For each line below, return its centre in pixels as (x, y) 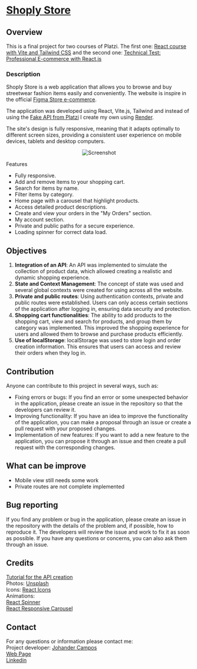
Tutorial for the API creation (40, 577)
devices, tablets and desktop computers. (56, 141)
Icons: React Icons (29, 590)
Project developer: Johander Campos (52, 648)
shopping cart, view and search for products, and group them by (93, 321)
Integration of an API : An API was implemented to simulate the (91, 265)
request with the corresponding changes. (65, 447)
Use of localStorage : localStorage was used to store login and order (98, 340)
